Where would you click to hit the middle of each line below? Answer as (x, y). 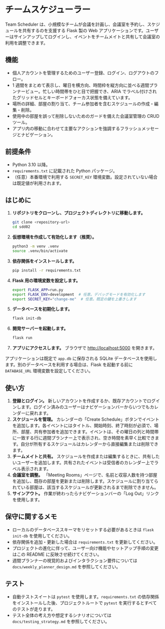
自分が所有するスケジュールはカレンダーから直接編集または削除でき (89, 444)
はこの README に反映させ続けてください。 (57, 554)
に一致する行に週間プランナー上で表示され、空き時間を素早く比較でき (83, 438)
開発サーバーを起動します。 (40, 328)
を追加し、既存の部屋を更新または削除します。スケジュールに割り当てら (85, 481)
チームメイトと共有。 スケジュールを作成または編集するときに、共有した (86, 456)
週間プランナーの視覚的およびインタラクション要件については (75, 560)
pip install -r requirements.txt (47, 270)
